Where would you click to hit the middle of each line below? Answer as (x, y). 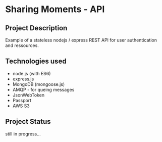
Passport (22, 100)
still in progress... (23, 134)
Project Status (28, 122)
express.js (23, 79)
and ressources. (22, 45)
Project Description (36, 28)
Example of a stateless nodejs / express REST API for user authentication (81, 40)
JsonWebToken (28, 95)
